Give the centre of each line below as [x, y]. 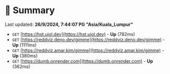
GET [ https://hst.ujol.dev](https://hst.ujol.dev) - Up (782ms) [74, 34]
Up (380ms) [25, 56]
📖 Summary [30, 10]
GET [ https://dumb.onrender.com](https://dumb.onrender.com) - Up [82, 61]
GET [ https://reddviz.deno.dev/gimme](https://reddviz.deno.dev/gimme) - [89, 40]
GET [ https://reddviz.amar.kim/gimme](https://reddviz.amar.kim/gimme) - [88, 50]
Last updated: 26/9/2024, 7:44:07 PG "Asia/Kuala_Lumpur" [69, 24]
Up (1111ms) [24, 45]
